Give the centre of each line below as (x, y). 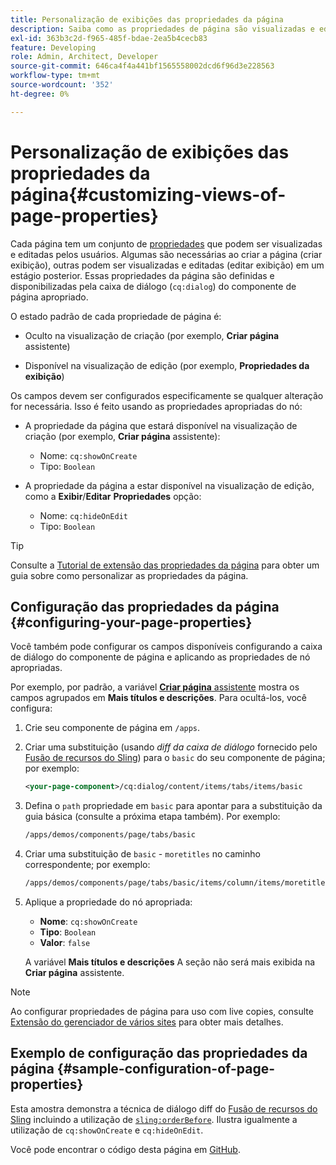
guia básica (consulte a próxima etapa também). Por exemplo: (152, 817)
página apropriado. (49, 297)
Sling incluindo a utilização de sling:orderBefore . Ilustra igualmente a (154, 1119)
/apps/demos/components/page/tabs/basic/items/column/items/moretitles (177, 883)
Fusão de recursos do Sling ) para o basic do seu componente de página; (175, 758)
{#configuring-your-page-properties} (131, 622)
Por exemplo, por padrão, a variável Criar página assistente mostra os (155, 687)
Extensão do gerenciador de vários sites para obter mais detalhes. (147, 1022)
